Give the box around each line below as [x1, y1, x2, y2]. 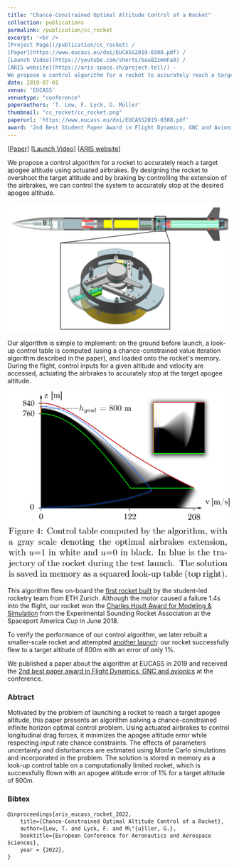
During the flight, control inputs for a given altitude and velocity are [7, 361, 204, 370]
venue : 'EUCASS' [7, 86, 55, 94]
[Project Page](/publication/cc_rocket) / [7, 41, 135, 49]
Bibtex [7, 794, 31, 804]
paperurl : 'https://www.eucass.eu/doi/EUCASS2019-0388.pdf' [7, 117, 190, 124]
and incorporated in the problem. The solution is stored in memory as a [7, 754, 216, 762]
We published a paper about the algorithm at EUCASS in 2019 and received [7, 659, 228, 668]
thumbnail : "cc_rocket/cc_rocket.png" [7, 109, 122, 117]
